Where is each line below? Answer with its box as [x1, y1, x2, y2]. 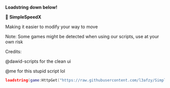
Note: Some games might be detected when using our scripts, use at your [5, 34, 159, 39]
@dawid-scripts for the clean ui [5, 58, 71, 64]
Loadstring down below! [5, 5, 58, 10]
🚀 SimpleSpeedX [5, 14, 41, 20]
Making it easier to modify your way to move [5, 24, 98, 30]
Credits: [5, 49, 22, 54]
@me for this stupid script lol [5, 68, 66, 74]
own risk [5, 39, 23, 45]
